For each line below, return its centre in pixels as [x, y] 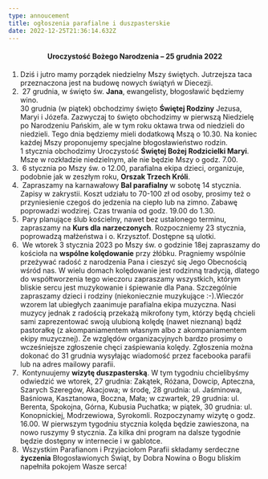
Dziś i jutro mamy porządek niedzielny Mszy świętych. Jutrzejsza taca [136, 74]
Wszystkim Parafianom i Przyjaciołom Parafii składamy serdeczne [131, 449]
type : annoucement [39, 16]
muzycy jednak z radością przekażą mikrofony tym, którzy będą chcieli [137, 313]
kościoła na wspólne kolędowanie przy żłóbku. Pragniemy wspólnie [133, 253]
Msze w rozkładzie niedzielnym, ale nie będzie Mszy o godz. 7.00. [129, 159]
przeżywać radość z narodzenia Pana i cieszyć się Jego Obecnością [133, 262]
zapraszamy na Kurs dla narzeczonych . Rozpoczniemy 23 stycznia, [133, 227]
